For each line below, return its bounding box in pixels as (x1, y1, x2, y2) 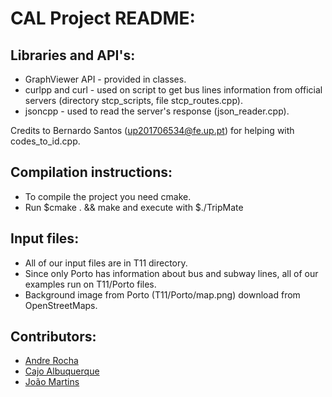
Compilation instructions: (10, 164, 173, 181)
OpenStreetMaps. (24, 299, 98, 311)
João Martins (24, 376, 80, 388)
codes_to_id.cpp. (10, 135, 81, 147)
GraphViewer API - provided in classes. (24, 73, 187, 85)
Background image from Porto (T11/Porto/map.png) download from (24, 288, 301, 301)
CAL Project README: (10, 7, 196, 30)
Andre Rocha (24, 355, 79, 367)
